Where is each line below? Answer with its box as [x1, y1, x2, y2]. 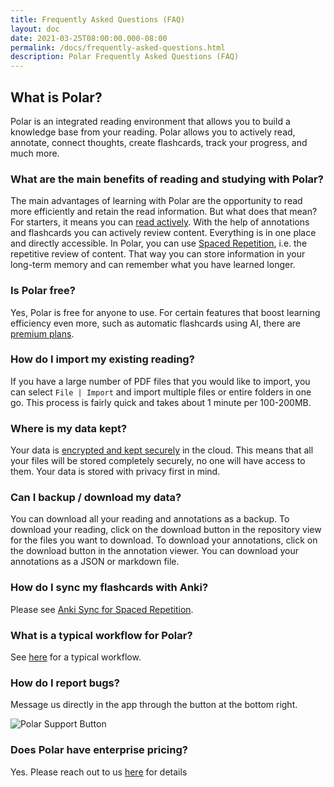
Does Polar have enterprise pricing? [10, 743, 188, 757]
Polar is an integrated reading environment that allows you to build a [10, 115, 291, 127]
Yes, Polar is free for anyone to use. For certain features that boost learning [10, 306, 321, 318]
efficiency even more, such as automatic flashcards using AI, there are [10, 317, 301, 329]
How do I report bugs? [10, 676, 120, 690]
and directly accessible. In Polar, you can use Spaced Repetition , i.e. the [10, 237, 308, 250]
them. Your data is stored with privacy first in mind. [10, 466, 221, 478]
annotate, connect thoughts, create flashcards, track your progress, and [10, 136, 308, 148]
